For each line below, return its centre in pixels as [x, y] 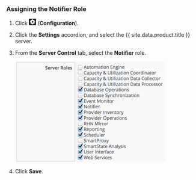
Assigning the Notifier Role [47, 9]
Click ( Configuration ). [47, 23]
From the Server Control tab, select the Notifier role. [80, 53]
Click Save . [29, 172]
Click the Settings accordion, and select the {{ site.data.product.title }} [103, 35]
